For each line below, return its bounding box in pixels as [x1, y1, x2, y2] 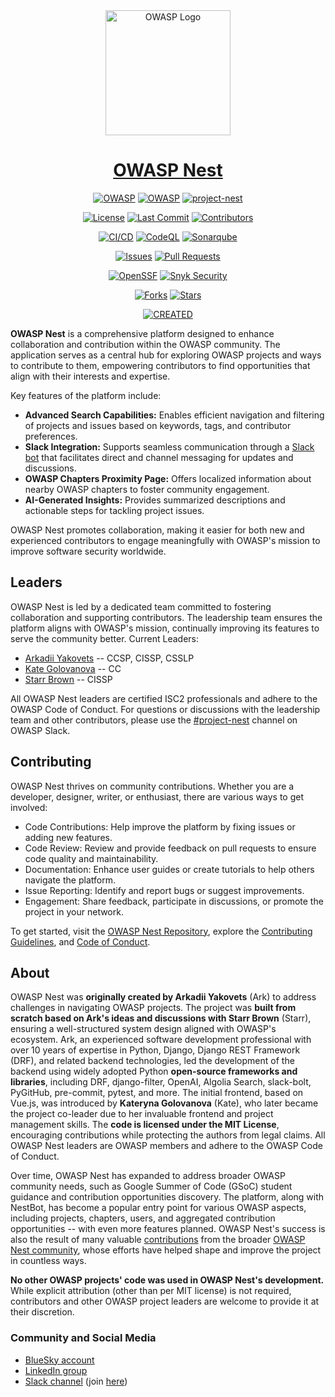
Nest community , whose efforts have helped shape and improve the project [10, 1244, 322, 1256]
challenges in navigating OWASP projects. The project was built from [10, 1002, 297, 1014]
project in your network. [24, 905, 124, 918]
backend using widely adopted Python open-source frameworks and [10, 1065, 298, 1078]
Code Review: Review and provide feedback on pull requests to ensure [24, 842, 317, 854]
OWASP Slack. [10, 724, 71, 736]
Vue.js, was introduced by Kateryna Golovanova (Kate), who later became [10, 1097, 319, 1109]
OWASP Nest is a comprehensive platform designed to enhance [10, 327, 275, 339]
